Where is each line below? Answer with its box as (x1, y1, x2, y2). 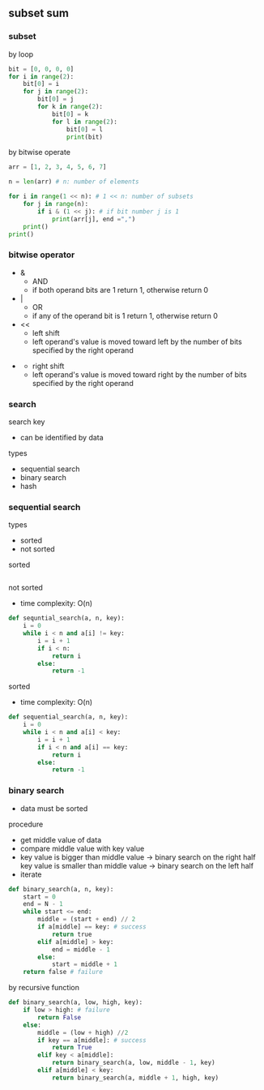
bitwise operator (8, 249, 75, 260)
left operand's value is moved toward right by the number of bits (32, 369, 247, 380)
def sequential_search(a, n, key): (8, 713, 129, 721)
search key (8, 417, 45, 427)
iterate (19, 869, 42, 879)
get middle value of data (19, 835, 102, 844)
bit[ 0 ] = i (23, 80, 60, 88)
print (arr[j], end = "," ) (51, 215, 136, 223)
